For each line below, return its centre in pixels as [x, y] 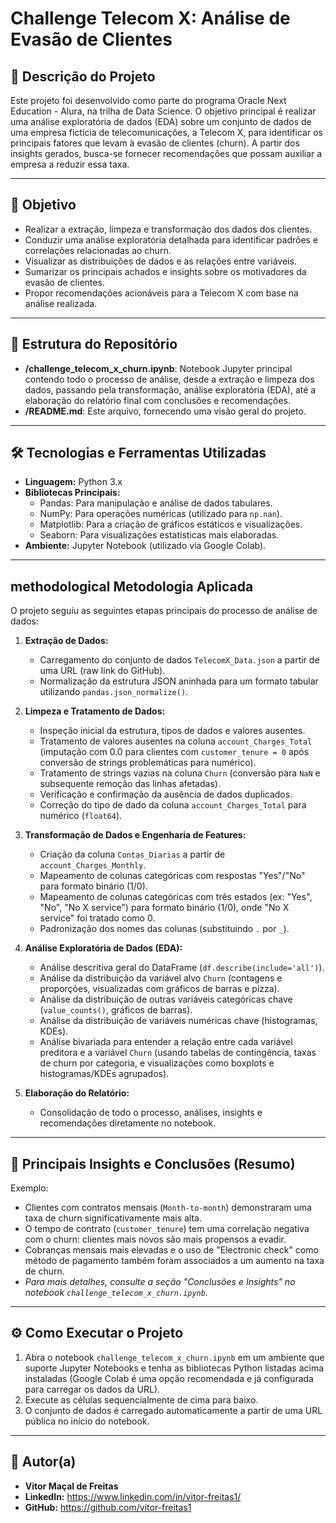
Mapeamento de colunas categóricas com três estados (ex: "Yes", [176, 897]
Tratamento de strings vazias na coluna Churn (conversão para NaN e [180, 773]
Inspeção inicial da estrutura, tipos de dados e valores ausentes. [172, 731]
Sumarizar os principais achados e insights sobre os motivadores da [165, 271]
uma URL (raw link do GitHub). [102, 671]
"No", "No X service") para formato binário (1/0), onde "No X [164, 908]
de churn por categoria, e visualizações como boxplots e [157, 1063]
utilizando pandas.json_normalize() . [114, 692]
